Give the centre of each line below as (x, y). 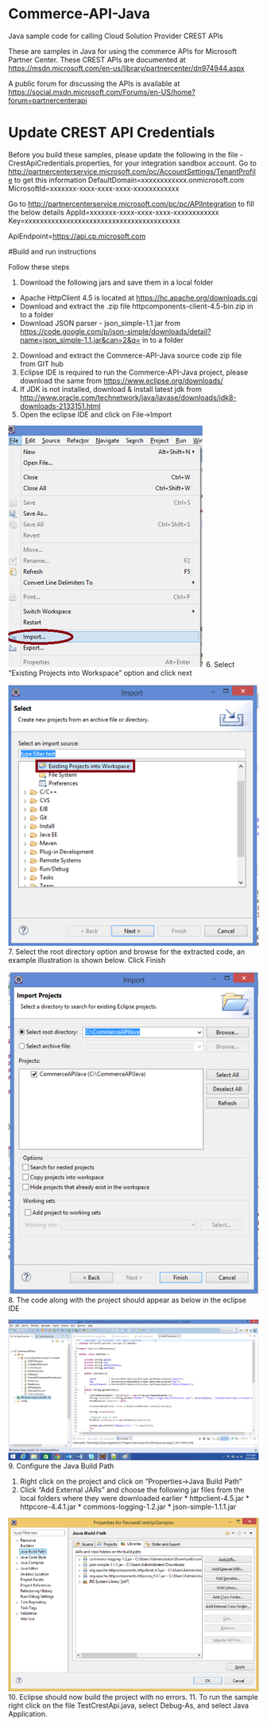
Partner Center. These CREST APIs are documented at (97, 60)
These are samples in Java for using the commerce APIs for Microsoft (122, 51)
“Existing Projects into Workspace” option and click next (100, 673)
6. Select (220, 664)
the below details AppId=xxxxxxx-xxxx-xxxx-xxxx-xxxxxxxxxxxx (114, 212)
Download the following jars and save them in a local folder (116, 282)
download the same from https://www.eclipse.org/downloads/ (122, 380)
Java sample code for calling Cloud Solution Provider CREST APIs (116, 36)
